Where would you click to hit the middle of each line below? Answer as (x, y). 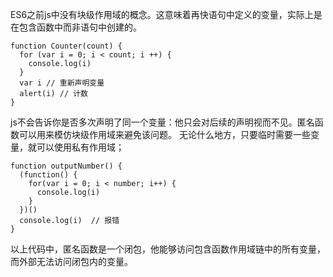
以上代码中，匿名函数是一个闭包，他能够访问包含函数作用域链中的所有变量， (168, 249)
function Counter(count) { (66, 46)
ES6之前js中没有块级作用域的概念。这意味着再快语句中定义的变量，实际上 (162, 14)
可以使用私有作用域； (80, 147)
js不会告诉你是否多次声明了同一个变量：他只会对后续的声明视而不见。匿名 (162, 122)
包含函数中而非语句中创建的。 (80, 27)
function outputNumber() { (66, 166)
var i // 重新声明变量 (62, 83)
